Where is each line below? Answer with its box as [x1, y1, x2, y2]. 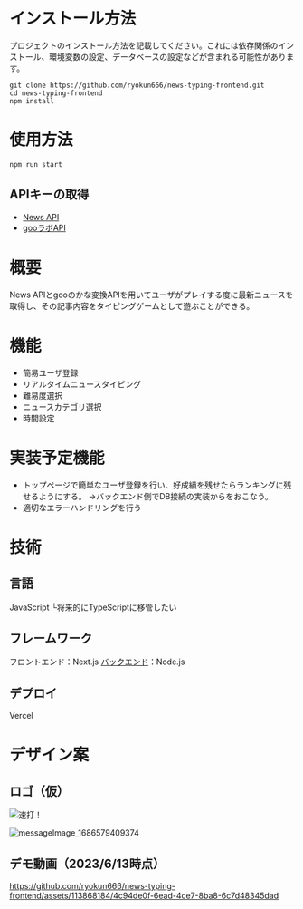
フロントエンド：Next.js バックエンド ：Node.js [9, 656, 185, 667]
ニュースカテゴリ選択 [22, 401, 102, 412]
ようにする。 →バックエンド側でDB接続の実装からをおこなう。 [38, 490, 273, 501]
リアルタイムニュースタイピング [22, 378, 142, 390]
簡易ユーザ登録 [22, 367, 79, 378]
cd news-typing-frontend [9, 88, 103, 98]
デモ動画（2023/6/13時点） [9, 856, 166, 871]
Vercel [9, 711, 33, 721]
